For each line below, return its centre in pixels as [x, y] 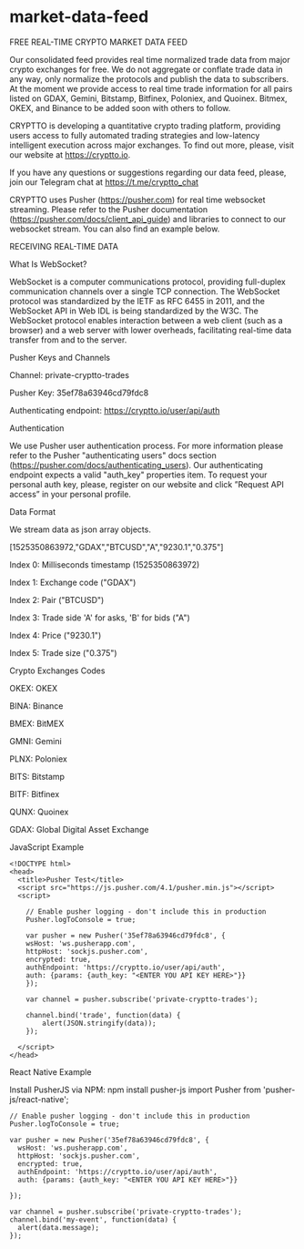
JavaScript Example [47, 847]
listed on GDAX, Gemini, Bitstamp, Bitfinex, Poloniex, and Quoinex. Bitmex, [149, 98]
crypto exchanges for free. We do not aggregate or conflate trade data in [146, 69]
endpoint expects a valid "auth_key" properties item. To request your [138, 475]
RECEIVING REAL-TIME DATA [64, 246]
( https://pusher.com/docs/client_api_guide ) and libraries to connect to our [148, 219]
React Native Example [51, 1071]
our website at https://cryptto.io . [70, 154]
